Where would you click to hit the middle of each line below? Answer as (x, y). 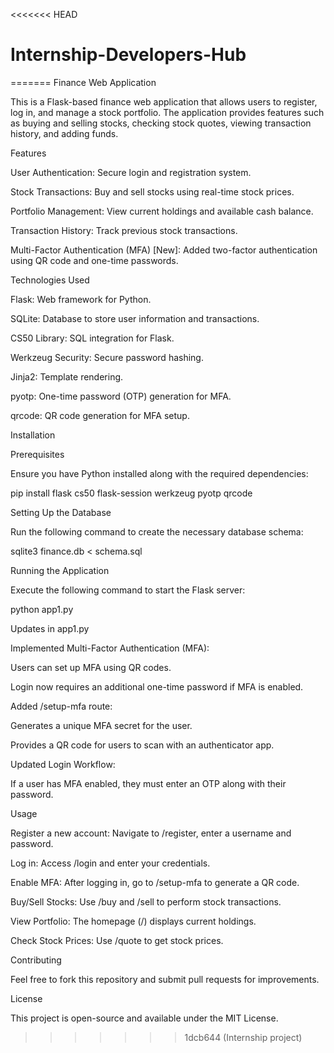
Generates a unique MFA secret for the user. (101, 725)
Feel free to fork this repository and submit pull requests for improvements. (165, 979)
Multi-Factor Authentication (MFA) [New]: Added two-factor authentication (164, 250)
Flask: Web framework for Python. (81, 299)
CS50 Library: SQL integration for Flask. (92, 338)
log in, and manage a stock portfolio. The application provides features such (167, 112)
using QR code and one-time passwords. (94, 260)
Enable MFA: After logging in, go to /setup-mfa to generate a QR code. (155, 882)
